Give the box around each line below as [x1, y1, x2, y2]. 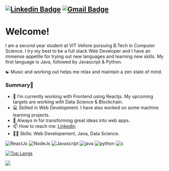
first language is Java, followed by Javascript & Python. [5, 59, 122, 65]
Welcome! [5, 26, 50, 37]
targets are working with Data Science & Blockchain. [12, 98, 123, 105]
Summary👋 [5, 81, 34, 89]
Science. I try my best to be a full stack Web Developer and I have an [5, 48, 151, 54]
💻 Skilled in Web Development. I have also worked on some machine [12, 104, 159, 111]
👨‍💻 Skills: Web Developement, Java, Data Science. [12, 130, 120, 136]
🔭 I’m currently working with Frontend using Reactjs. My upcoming [12, 93, 154, 99]
